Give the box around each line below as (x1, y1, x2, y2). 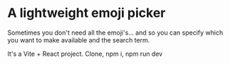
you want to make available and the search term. (7, 35, 150, 44)
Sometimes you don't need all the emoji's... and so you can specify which (7, 28, 224, 37)
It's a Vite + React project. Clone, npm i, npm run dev (7, 49, 163, 58)
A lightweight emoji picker (7, 5, 166, 21)
